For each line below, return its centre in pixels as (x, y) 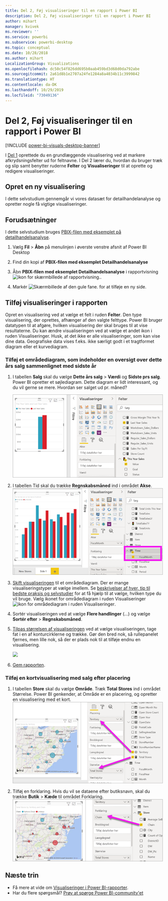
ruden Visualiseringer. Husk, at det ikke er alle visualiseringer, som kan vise (83, 336)
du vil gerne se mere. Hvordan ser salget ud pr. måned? (70, 388)
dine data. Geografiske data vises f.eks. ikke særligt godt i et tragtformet (80, 341)
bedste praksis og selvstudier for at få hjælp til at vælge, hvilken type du (87, 593)
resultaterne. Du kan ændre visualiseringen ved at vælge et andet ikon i (79, 331)
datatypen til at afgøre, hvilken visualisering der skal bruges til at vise (76, 325)
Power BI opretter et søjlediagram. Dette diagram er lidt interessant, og (85, 382)
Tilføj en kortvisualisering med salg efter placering (68, 678)
